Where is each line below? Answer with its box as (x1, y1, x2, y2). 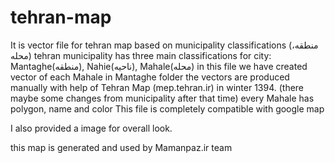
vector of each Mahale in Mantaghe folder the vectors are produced (10, 71, 290, 83)
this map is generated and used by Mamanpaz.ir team (10, 141, 233, 153)
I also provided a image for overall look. (10, 122, 173, 134)
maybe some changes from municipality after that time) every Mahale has (10, 92, 315, 104)
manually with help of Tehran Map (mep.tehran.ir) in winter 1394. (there (10, 81, 305, 93)
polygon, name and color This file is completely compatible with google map (10, 102, 325, 115)
